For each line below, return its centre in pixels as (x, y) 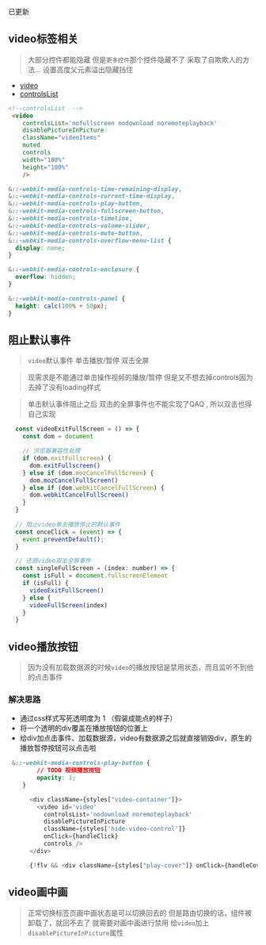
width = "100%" (44, 160)
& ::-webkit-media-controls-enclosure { (74, 270)
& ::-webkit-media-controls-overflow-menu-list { (90, 240)
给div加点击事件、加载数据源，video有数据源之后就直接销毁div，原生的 (135, 738)
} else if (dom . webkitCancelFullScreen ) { (93, 488)
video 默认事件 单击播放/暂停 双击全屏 (88, 361)
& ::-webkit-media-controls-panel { (67, 298)
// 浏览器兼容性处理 (51, 451)
